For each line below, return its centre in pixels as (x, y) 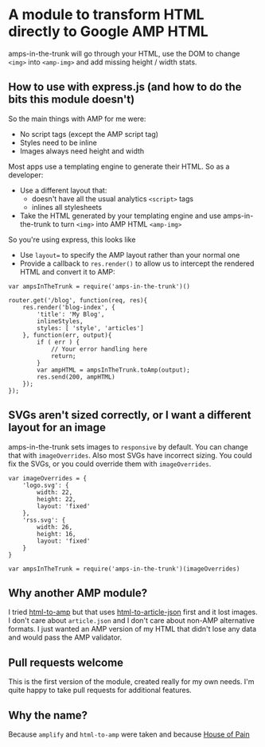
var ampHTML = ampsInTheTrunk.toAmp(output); (114, 370)
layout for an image (57, 428)
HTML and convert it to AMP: (67, 271)
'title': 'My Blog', (71, 314)
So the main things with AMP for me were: (77, 119)
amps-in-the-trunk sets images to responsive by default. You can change (128, 446)
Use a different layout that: (63, 190)
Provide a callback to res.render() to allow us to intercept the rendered (137, 263)
